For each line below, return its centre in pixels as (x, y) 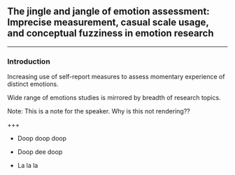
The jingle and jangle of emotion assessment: (108, 12)
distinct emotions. (33, 84)
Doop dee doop (40, 152)
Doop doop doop (42, 139)
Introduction (29, 61)
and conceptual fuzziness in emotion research (111, 33)
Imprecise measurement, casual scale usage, (108, 23)
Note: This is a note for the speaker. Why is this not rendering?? (99, 111)
